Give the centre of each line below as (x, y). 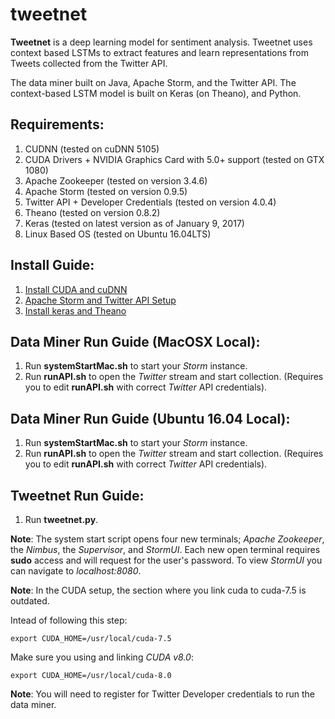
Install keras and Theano (75, 310)
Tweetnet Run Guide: (77, 495)
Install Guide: (52, 265)
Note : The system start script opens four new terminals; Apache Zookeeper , (167, 539)
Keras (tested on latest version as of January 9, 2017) (134, 223)
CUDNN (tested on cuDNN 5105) (92, 149)
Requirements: (57, 124)
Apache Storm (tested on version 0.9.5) (106, 191)
